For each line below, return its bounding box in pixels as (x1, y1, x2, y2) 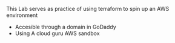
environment (6, 12, 38, 19)
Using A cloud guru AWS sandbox (15, 30, 100, 37)
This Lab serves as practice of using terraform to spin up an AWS (6, 5, 170, 12)
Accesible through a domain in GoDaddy (15, 24, 116, 30)
